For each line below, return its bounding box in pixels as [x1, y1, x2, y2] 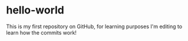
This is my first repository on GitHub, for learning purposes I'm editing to [6, 23, 183, 30]
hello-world [6, 4, 65, 17]
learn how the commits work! [6, 29, 77, 36]
